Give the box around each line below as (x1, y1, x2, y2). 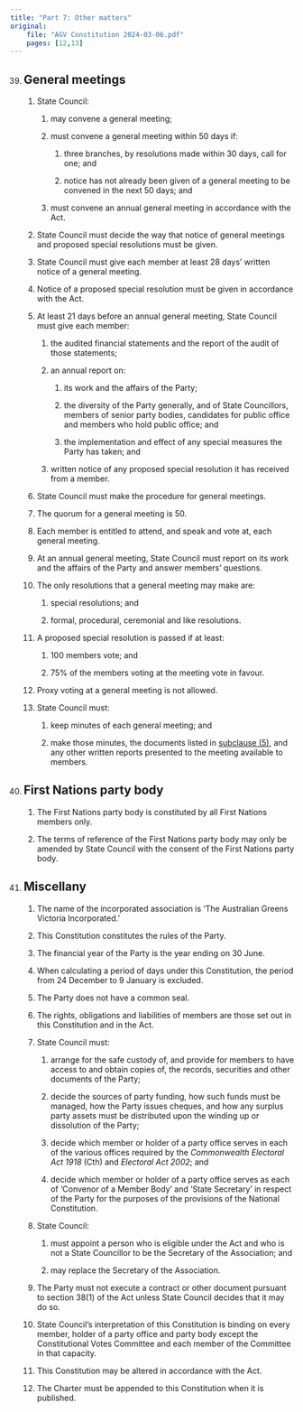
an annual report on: (50, 365, 126, 376)
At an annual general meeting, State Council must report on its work (36, 553, 289, 564)
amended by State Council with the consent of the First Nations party (36, 843, 295, 854)
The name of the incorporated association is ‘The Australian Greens (36, 903, 289, 914)
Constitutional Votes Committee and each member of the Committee (36, 1338, 291, 1349)
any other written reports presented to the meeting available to (50, 747, 283, 758)
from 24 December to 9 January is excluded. (36, 974, 204, 985)
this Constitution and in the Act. (36, 1019, 154, 1030)
